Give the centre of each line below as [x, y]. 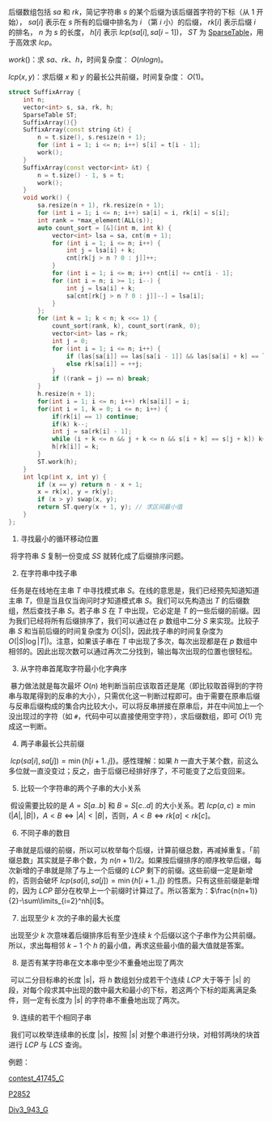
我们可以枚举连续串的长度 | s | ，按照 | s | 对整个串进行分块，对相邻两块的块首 [135, 1034]
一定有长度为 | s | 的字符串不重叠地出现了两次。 [107, 999]
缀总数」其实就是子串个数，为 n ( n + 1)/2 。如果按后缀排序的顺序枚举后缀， [132, 860]
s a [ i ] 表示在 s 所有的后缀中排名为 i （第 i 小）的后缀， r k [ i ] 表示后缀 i [142, 22]
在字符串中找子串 [49, 573]
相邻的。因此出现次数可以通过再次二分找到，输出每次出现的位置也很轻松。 [132, 651]
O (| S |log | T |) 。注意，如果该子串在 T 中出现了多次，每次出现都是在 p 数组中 [133, 641]
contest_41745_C [36, 1078]
